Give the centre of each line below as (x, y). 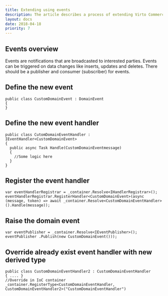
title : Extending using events (38, 10)
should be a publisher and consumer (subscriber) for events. (68, 71)
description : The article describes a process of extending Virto (76, 15)
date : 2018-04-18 (23, 24)
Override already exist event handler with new (79, 252)
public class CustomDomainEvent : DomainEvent (54, 99)
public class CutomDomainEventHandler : (48, 134)
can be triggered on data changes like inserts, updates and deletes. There (81, 66)
